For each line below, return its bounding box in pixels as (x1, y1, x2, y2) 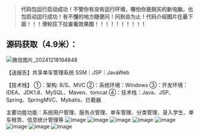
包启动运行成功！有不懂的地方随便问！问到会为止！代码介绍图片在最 (20, 13, 188, 20)
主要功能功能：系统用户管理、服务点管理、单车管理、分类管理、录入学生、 (6, 109, 189, 116)
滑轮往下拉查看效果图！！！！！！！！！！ (41, 21, 146, 27)
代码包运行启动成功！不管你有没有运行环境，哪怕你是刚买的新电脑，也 (20, 6, 193, 12)
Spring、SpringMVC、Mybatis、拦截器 (6, 96, 102, 103)
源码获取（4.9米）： (6, 40, 78, 50)
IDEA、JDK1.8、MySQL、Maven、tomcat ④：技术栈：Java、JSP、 (6, 89, 174, 96)
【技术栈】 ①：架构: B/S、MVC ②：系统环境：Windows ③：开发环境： (6, 81, 189, 88)
